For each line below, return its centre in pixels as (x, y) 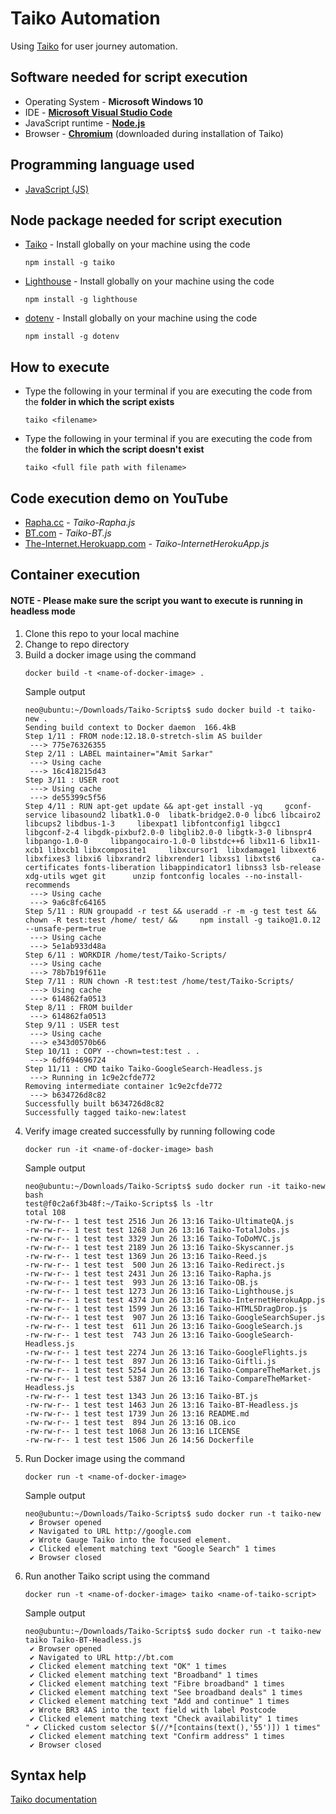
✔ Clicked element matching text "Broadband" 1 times (144, 1675)
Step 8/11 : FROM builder (78, 1007)
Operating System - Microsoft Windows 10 (114, 101)
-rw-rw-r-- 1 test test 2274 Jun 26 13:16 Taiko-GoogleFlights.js (166, 1352)
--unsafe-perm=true (65, 928)
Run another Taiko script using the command (117, 1576)
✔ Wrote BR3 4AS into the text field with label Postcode (153, 1710)
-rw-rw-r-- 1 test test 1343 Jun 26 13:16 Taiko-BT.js (141, 1396)
